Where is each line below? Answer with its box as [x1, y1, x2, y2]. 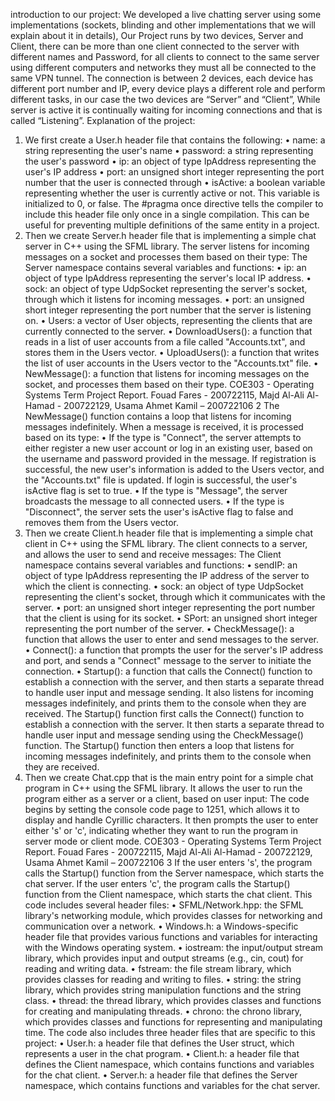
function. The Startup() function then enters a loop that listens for [24, 740, 295, 751]
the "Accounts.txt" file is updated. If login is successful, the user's [24, 474, 298, 486]
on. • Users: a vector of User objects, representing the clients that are [24, 315, 313, 326]
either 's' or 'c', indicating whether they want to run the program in [24, 825, 298, 836]
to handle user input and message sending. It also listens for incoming [24, 687, 314, 698]
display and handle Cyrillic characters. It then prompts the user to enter [24, 814, 319, 826]
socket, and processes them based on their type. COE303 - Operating [24, 379, 315, 390]
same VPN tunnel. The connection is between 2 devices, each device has [10, 72, 314, 84]
